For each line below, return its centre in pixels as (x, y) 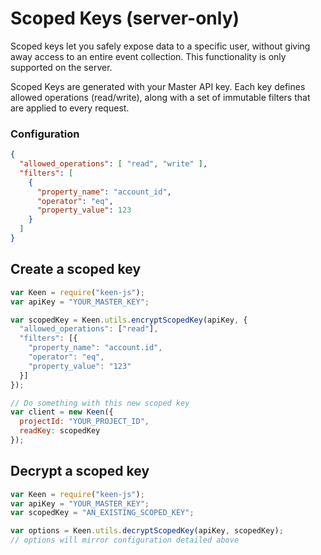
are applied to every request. (70, 108)
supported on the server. (61, 67)
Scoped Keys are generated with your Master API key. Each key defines (158, 86)
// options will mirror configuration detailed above (125, 540)
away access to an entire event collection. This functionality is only (148, 56)
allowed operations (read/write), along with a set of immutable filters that (160, 97)
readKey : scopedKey (60, 431)
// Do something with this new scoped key (100, 403)
